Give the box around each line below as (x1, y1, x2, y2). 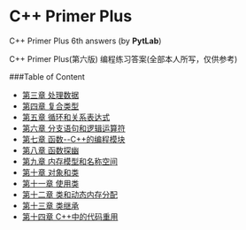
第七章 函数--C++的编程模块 (21, 134, 126, 144)
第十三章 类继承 (21, 200, 80, 211)
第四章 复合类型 (21, 100, 80, 111)
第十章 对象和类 (21, 166, 80, 178)
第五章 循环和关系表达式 (21, 111, 111, 122)
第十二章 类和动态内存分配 (21, 188, 118, 200)
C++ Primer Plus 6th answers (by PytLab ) (9, 35, 162, 46)
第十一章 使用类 (21, 178, 80, 188)
